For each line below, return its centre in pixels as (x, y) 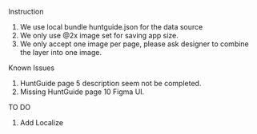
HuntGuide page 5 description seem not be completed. (110, 83)
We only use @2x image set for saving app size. (99, 35)
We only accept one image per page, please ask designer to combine (135, 44)
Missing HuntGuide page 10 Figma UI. (82, 92)
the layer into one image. (61, 52)
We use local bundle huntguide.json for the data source (111, 27)
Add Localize (42, 122)
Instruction (26, 12)
